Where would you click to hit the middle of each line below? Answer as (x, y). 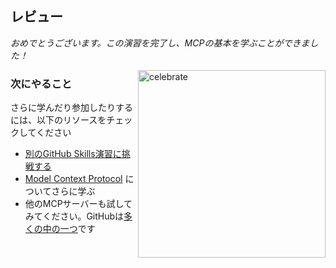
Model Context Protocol (73, 179)
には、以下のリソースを (58, 120)
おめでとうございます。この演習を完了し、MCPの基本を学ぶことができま (160, 43)
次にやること (41, 84)
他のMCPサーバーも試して (78, 204)
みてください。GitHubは (74, 216)
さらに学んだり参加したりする (71, 108)
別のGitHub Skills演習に (73, 154)
